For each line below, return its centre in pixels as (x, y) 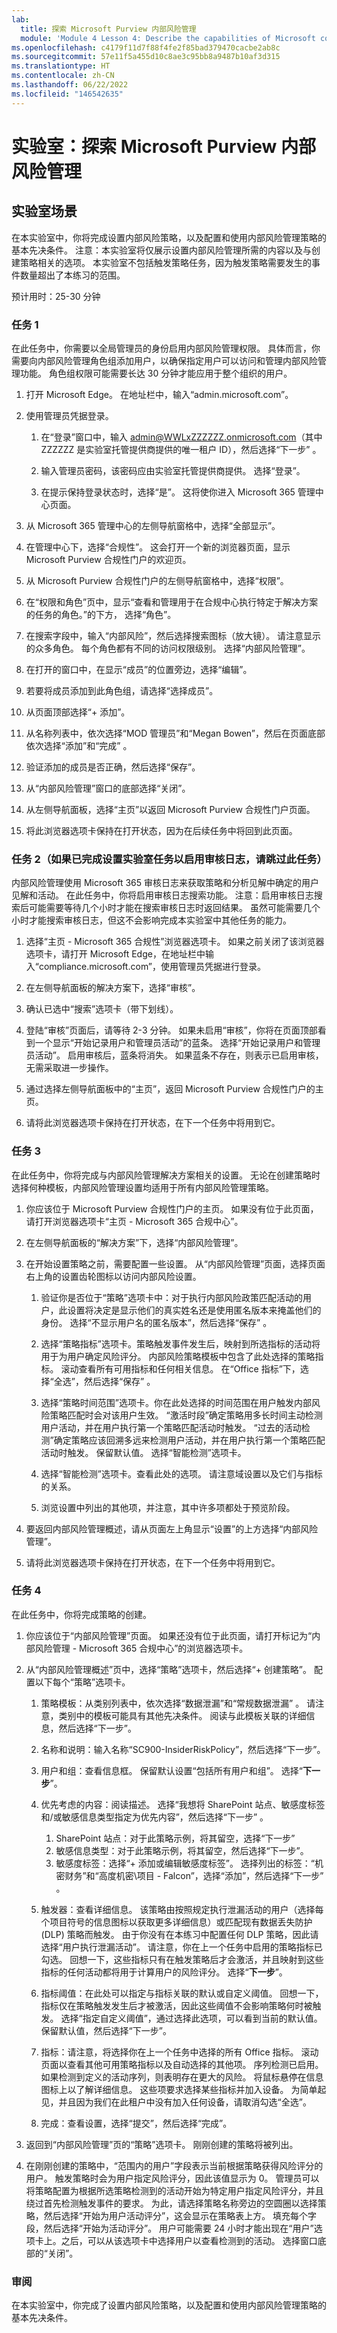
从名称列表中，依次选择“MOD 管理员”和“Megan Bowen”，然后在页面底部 (175, 733)
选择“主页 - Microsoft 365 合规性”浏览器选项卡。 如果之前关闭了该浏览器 (175, 942)
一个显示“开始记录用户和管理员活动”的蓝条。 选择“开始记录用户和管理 (177, 1043)
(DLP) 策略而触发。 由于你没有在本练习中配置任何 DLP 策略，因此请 (179, 1934)
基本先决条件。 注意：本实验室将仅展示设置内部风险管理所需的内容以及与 (161, 250)
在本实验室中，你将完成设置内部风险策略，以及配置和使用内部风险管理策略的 (169, 237)
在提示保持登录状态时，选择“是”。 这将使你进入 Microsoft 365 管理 (178, 492)
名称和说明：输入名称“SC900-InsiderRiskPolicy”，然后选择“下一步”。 (183, 1749)
